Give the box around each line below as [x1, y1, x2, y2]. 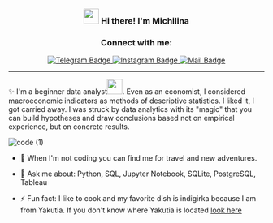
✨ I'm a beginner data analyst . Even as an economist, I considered [8, 87, 246, 96]
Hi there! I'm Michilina [101, 15, 189, 26]
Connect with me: [100, 36, 173, 48]
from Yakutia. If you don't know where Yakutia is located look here [19, 205, 242, 215]
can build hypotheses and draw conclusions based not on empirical [8, 114, 235, 123]
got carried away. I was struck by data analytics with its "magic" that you [8, 105, 253, 114]
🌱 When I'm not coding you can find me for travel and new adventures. [19, 153, 258, 163]
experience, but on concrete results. [8, 122, 130, 131]
